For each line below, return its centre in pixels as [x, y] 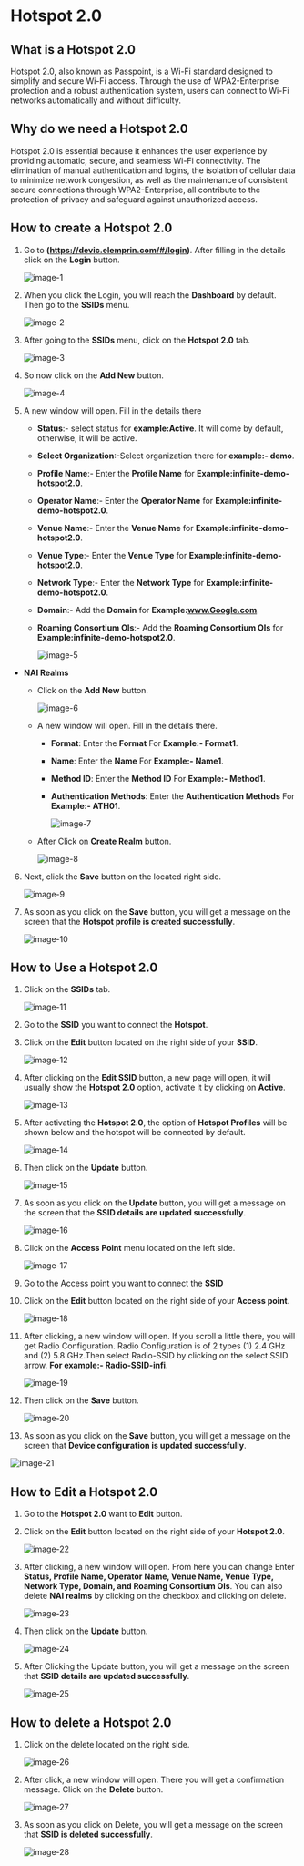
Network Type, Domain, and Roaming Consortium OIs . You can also [153, 1586]
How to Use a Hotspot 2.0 [84, 968]
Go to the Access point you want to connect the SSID [123, 1283]
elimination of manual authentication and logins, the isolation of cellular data [153, 170]
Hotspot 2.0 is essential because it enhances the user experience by [139, 150]
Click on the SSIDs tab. [67, 989]
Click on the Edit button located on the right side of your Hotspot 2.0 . [154, 1532]
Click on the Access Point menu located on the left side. [129, 1248]
